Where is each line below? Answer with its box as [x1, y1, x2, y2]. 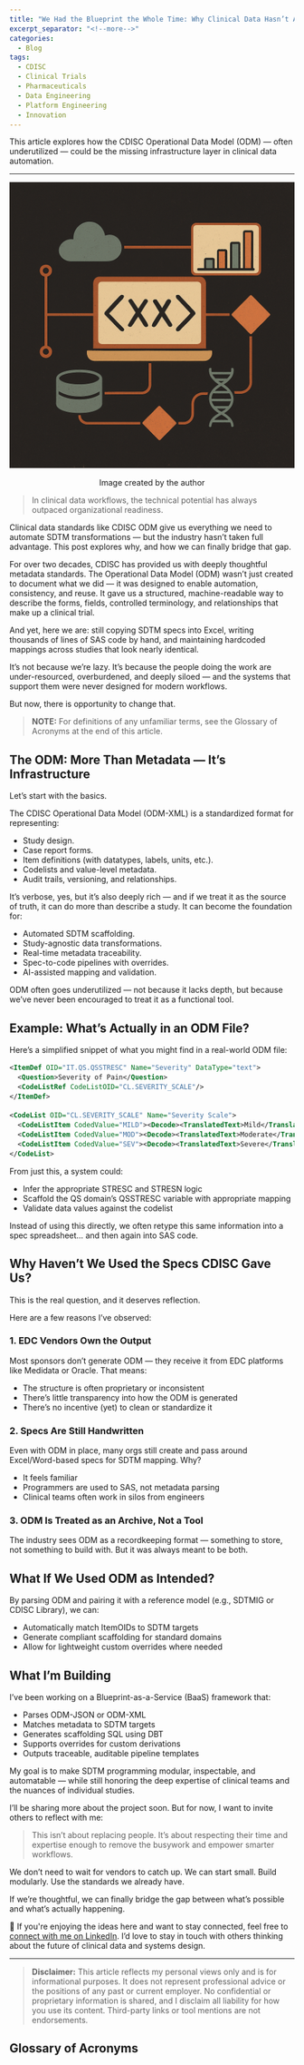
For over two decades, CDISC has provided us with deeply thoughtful [9, 559, 268, 570]
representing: [9, 818, 60, 829]
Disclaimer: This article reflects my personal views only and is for [31, 1966, 278, 1978]
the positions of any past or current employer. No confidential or [31, 1986, 271, 1997]
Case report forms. [22, 845, 93, 856]
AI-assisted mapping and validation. [22, 967, 157, 978]
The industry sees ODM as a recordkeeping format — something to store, [9, 1535, 283, 1546]
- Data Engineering [17, 91, 91, 100]
